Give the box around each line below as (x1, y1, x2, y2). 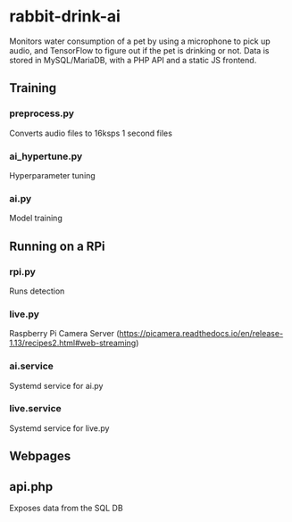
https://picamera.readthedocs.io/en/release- (119, 328, 284, 339)
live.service (9, 402, 63, 415)
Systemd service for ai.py (9, 380, 104, 391)
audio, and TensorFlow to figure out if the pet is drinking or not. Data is (9, 45, 270, 55)
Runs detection (9, 286, 65, 296)
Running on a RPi (9, 238, 105, 253)
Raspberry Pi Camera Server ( (9, 328, 120, 339)
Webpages (9, 449, 71, 464)
